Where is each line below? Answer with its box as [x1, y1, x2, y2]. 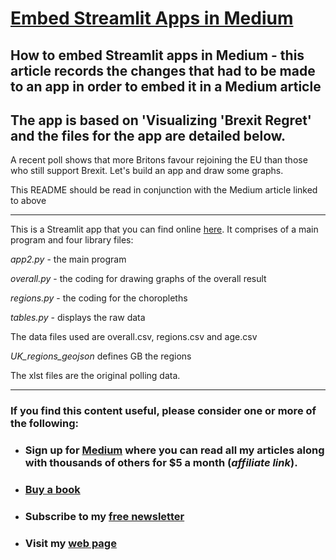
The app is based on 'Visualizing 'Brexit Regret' [10, 112, 312, 129]
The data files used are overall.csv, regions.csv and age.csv [10, 331, 258, 343]
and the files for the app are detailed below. [10, 127, 287, 144]
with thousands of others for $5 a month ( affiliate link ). [24, 456, 298, 470]
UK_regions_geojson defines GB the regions [10, 350, 192, 362]
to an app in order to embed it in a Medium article [10, 78, 322, 95]
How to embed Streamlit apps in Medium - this [10, 47, 305, 64]
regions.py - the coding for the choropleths [10, 292, 188, 304]
